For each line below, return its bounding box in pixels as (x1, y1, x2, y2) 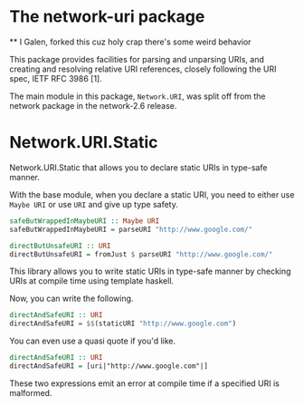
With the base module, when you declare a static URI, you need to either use (9, 188, 295, 200)
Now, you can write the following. (9, 293, 134, 304)
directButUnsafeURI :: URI (9, 241, 111, 250)
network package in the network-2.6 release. (9, 100, 177, 111)
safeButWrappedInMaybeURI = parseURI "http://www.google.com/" (9, 225, 253, 234)
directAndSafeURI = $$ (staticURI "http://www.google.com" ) (9, 319, 237, 328)
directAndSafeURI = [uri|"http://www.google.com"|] (9, 362, 208, 371)
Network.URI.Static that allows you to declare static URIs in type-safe (9, 161, 268, 173)
